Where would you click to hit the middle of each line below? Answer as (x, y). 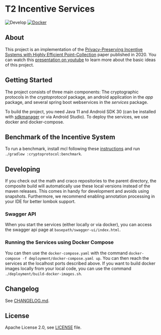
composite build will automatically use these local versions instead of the (78, 186)
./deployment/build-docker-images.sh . (44, 273)
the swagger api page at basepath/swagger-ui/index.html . (63, 230)
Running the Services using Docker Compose (59, 242)
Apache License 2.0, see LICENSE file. (43, 327)
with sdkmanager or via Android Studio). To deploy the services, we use (77, 117)
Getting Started (29, 80)
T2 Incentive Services (50, 9)
